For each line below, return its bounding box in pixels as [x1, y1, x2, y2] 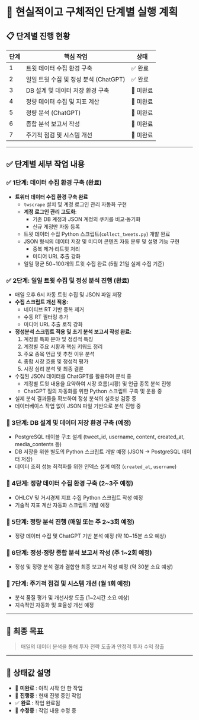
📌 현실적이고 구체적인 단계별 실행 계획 [6, 5, 178, 19]
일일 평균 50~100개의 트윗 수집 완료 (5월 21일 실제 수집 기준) [23, 260, 165, 267]
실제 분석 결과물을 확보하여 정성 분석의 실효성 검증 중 [14, 394, 137, 402]
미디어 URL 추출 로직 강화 [23, 320, 83, 327]
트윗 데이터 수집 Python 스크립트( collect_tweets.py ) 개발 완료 [23, 230, 171, 238]
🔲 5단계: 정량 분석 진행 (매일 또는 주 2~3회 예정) [6, 517, 135, 526]
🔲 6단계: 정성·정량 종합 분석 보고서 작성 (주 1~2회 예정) [6, 548, 152, 557]
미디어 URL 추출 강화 [32, 252, 81, 260]
